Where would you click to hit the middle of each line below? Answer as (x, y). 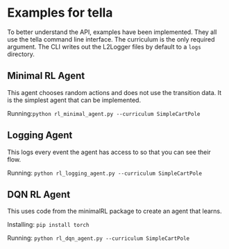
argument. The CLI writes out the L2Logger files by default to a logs (104, 46)
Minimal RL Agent (46, 76)
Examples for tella (60, 13)
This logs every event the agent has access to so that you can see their (109, 152)
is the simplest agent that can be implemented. (74, 100)
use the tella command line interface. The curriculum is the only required (111, 39)
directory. (21, 54)
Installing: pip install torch (48, 225)
